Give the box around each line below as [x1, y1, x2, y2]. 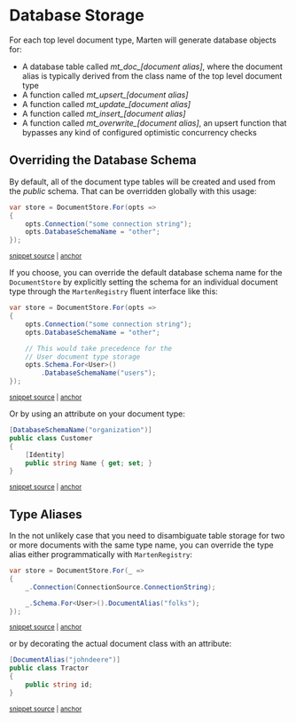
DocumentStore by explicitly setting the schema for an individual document [9, 276, 278, 288]
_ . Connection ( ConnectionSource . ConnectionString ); [25, 582, 216, 592]
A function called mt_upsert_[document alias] [21, 89, 189, 100]
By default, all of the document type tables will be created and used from [9, 176, 277, 187]
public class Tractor [9, 664, 90, 673]
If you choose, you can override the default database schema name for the [9, 268, 283, 278]
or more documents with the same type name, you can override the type [9, 540, 274, 550]
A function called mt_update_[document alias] [21, 98, 191, 109]
